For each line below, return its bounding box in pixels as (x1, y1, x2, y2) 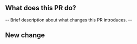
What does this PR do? (5, 4, 76, 12)
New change (5, 31, 45, 40)
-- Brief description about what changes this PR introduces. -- (5, 17, 133, 22)
